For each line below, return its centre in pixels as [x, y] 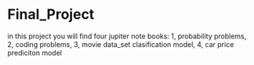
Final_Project [51, 14]
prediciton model [34, 52]
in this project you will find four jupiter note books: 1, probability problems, [127, 36]
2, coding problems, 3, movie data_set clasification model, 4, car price [121, 44]
